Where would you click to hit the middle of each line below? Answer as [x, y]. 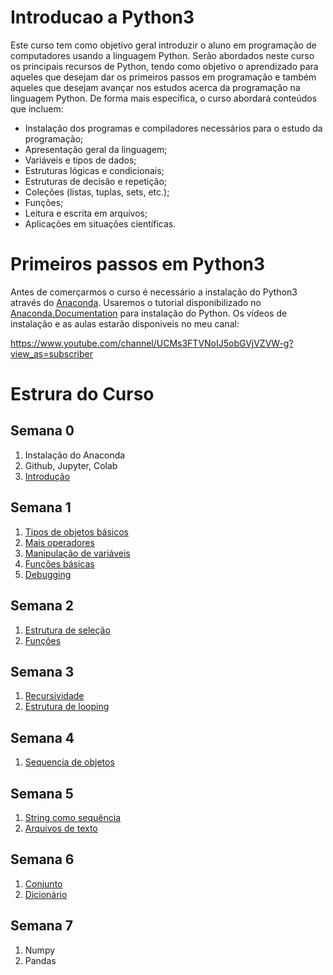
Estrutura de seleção [67, 630]
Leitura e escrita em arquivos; [86, 213]
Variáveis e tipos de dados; [80, 160]
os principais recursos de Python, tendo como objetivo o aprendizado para [164, 66]
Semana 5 [42, 793]
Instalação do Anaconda [75, 455]
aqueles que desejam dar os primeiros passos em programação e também [163, 77]
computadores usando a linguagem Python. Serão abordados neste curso [162, 55]
